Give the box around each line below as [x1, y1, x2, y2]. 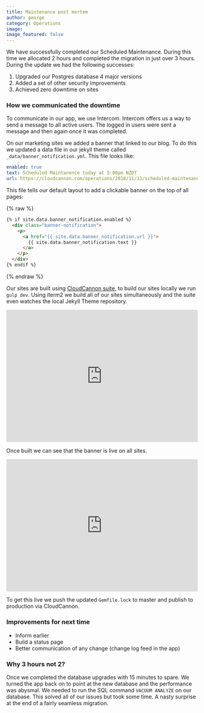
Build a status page [15, 638, 64, 645]
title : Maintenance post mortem [6, 9, 88, 15]
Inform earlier [15, 631, 50, 639]
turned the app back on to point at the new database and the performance [6, 680, 192, 687]
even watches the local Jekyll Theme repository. [6, 297, 127, 305]
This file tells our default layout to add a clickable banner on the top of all [6, 187, 189, 194]
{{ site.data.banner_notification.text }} [28, 239, 137, 245]
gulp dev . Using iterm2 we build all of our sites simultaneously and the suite [6, 291, 196, 298]
